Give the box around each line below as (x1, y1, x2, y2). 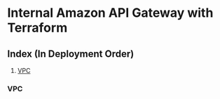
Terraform (7, 20, 68, 36)
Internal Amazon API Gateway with (7, 5, 214, 21)
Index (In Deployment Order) (7, 48, 135, 60)
